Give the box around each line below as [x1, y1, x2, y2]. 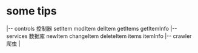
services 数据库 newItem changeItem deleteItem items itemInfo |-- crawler [6, 32, 192, 40]
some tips [6, 4, 57, 18]
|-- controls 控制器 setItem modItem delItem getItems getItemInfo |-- [6, 25, 177, 32]
